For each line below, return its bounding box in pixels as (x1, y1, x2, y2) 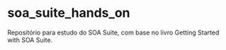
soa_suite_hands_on (7, 5, 130, 21)
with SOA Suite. (7, 35, 53, 44)
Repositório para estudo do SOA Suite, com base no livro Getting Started (7, 28, 220, 37)
